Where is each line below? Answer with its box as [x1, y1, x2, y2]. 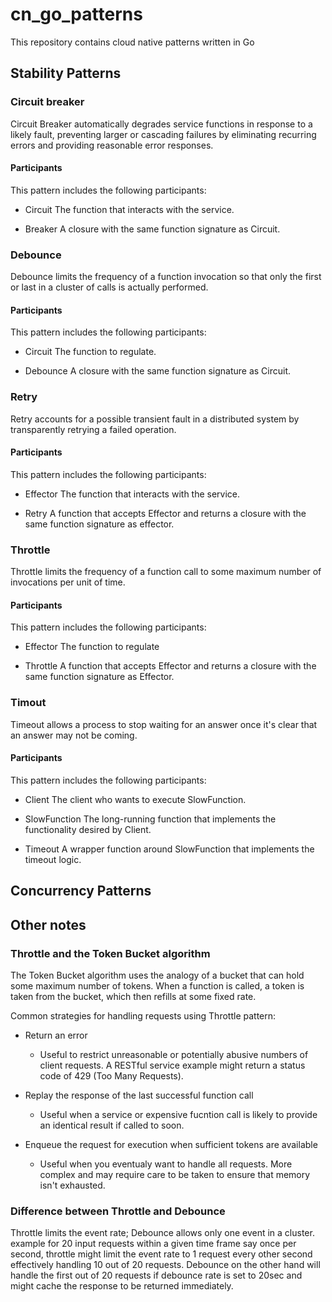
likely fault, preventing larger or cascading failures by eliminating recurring [10, 128, 317, 140]
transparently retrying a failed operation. [10, 423, 177, 435]
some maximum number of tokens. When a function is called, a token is [10, 979, 305, 992]
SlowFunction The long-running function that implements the [24, 813, 277, 825]
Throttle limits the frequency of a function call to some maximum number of [10, 566, 322, 578]
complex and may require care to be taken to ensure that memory [39, 1168, 311, 1180]
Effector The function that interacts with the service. [24, 488, 241, 500]
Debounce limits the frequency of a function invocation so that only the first [10, 271, 322, 283]
